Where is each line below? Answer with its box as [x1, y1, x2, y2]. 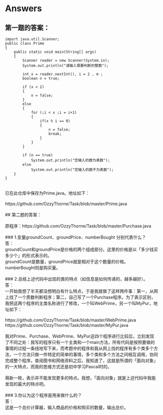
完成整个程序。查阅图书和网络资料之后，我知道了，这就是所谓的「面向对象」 [5, 358, 158, 363]
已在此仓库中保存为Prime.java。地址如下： [5, 190, 90, 196]
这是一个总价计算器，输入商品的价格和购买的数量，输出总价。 [5, 405, 129, 410]
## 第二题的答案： [5, 212, 42, 217]
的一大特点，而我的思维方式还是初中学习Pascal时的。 [5, 364, 112, 369]
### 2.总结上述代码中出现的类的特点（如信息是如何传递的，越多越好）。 [5, 276, 148, 282]
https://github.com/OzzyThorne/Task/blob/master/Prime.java [5, 201, 128, 207]
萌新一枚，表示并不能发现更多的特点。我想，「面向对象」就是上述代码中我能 [5, 375, 156, 380]
